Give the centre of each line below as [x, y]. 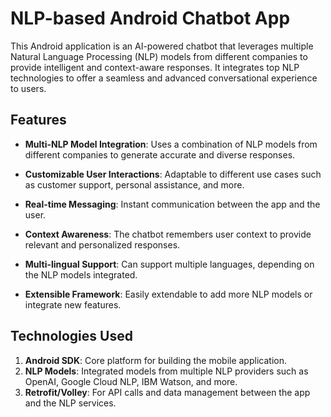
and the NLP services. [70, 403]
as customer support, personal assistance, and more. [134, 184]
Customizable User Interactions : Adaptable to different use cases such [173, 174]
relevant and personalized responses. [102, 244]
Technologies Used [71, 336]
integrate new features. [73, 304]
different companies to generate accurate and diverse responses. [160, 154]
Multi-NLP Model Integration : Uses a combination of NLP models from [171, 144]
